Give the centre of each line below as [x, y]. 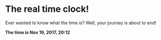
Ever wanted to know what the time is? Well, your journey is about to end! [81, 23]
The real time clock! [47, 9]
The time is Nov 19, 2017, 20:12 [38, 32]
